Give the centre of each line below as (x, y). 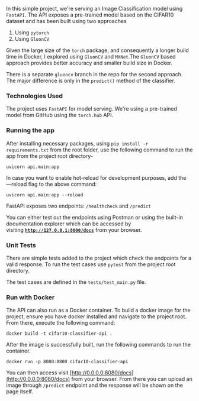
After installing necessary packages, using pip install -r (77, 143)
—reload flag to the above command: (52, 184)
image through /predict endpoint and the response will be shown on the (95, 385)
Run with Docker (31, 297)
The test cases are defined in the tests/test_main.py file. (76, 282)
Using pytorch (32, 33)
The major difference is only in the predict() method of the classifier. (91, 80)
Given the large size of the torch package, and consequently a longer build (98, 50)
